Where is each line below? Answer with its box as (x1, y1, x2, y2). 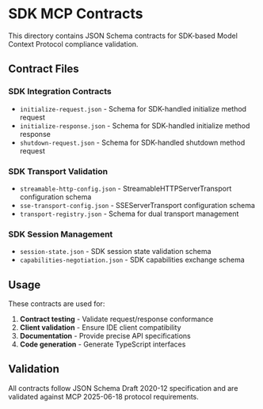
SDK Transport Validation (8, 165, 109, 176)
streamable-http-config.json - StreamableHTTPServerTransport (19, 184, 232, 193)
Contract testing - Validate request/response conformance (19, 314, 214, 324)
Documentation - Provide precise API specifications (19, 331, 192, 341)
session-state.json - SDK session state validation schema (19, 247, 212, 256)
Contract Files (8, 62, 79, 76)
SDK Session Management (8, 229, 113, 240)
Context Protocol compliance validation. (8, 39, 139, 48)
